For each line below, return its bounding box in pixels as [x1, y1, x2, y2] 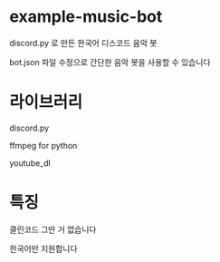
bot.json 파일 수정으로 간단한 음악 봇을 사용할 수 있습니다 [9, 56, 211, 67]
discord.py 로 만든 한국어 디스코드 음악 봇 [9, 37, 158, 48]
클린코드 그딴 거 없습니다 [9, 224, 97, 235]
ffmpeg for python [9, 140, 78, 150]
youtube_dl [9, 157, 52, 169]
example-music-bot [9, 6, 163, 27]
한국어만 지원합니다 [9, 243, 78, 254]
